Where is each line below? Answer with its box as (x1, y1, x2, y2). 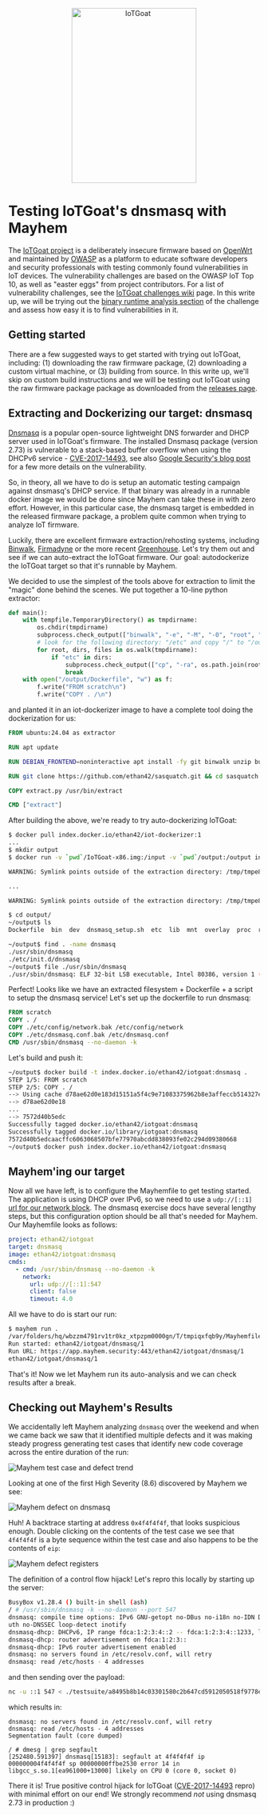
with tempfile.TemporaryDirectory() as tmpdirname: (22, 616, 198, 624)
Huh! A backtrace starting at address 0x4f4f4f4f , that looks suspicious (8, 1518, 241, 1528)
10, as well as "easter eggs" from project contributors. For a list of (8, 279, 225, 289)
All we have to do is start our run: (8, 1309, 117, 1319)
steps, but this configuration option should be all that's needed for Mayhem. (8, 1212, 258, 1221)
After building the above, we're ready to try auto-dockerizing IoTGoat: (8, 816, 238, 826)
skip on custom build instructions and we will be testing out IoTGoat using (8, 374, 250, 384)
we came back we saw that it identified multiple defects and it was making (8, 1430, 253, 1440)
